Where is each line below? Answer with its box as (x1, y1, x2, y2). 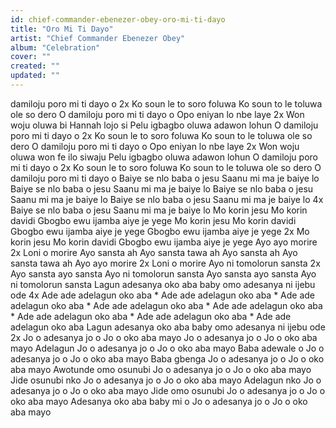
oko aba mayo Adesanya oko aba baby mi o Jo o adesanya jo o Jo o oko (10, 395, 308, 407)
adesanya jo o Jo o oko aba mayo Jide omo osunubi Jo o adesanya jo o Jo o (10, 384, 326, 396)
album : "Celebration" (10, 42, 101, 53)
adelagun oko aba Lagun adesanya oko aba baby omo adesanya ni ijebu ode (10, 321, 326, 333)
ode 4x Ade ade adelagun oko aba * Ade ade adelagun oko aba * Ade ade (10, 289, 316, 301)
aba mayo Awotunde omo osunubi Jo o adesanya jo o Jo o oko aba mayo (10, 363, 312, 375)
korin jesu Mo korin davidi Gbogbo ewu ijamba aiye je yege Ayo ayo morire (10, 236, 318, 248)
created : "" (10, 61, 60, 71)
